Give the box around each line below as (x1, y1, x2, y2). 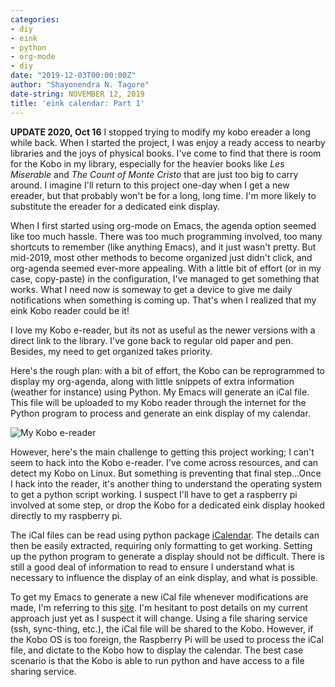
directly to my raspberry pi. (10, 509, 123, 521)
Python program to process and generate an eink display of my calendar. (10, 407, 311, 419)
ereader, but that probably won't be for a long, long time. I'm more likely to (10, 189, 317, 201)
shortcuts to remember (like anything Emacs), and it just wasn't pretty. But (10, 241, 317, 253)
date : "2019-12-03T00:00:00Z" (10, 71, 137, 81)
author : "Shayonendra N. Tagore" (10, 80, 150, 90)
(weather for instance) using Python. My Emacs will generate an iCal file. (10, 386, 310, 398)
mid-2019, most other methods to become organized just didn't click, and (10, 251, 313, 263)
